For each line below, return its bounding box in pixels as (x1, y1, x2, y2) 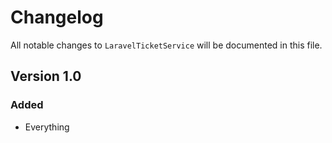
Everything (24, 121, 70, 133)
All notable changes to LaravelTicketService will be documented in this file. (10, 39, 323, 51)
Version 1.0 (10, 68, 82, 85)
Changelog (10, 6, 104, 29)
